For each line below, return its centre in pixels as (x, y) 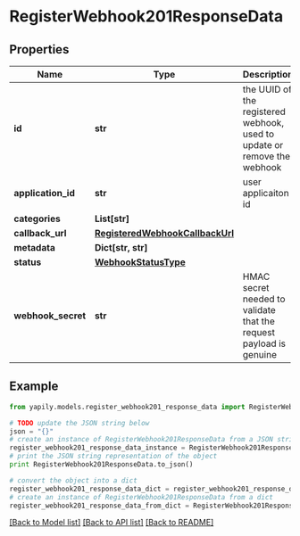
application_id (45, 193)
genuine (259, 355)
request (258, 332)
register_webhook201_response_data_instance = (97, 448)
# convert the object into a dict (74, 480)
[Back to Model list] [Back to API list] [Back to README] (112, 523)
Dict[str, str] (121, 247)
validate (259, 310)
